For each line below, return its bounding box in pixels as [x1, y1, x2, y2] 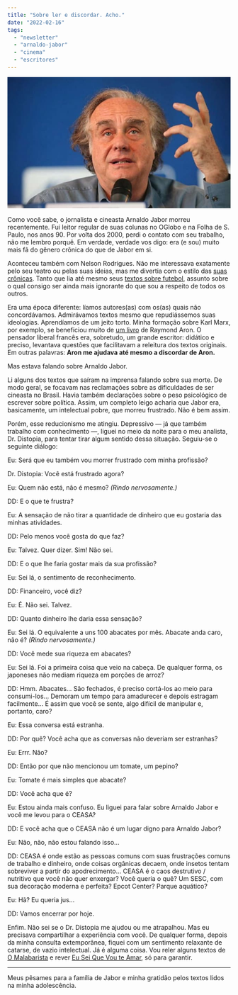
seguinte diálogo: [7, 442, 58, 450]
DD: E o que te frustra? [7, 497, 74, 505]
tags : [7, 26, 23, 33]
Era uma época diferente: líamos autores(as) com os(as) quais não [7, 303, 202, 311]
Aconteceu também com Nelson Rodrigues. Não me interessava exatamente [7, 259, 230, 267]
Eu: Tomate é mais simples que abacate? [7, 775, 127, 784]
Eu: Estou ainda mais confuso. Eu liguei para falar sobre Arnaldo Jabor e [7, 803, 219, 811]
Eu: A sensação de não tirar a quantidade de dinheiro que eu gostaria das [7, 510, 222, 519]
